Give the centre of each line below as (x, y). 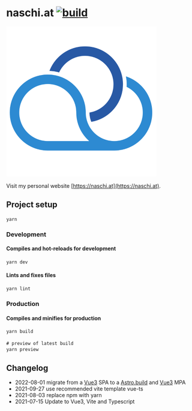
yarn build (20, 332)
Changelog (27, 368)
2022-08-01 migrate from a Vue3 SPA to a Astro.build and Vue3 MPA (100, 382)
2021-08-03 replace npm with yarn (58, 395)
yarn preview (22, 350)
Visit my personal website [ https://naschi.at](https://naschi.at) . (83, 185)
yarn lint (19, 289)
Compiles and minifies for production (54, 318)
